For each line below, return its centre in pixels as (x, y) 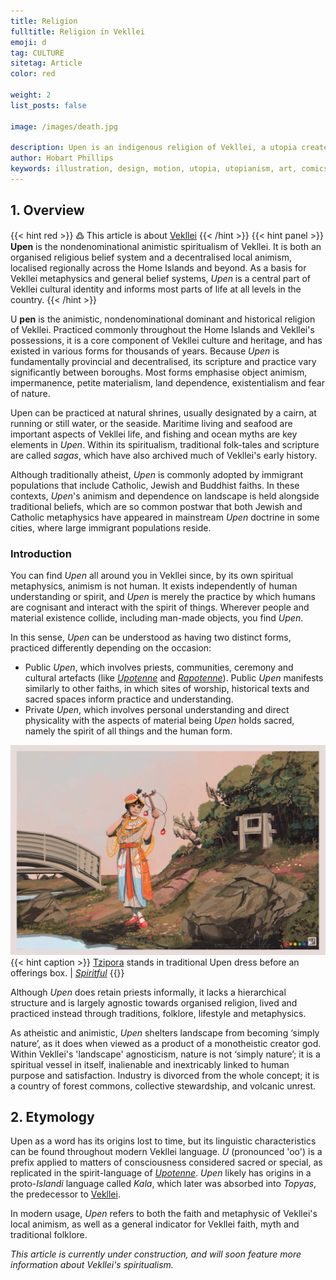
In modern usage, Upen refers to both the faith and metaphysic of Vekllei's (164, 1214)
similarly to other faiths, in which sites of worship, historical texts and (167, 688)
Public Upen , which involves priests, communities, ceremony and (159, 667)
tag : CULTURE (37, 53)
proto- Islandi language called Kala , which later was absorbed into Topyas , (163, 1184)
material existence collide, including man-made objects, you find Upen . (157, 617)
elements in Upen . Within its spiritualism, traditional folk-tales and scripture (165, 444)
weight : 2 (31, 95)
